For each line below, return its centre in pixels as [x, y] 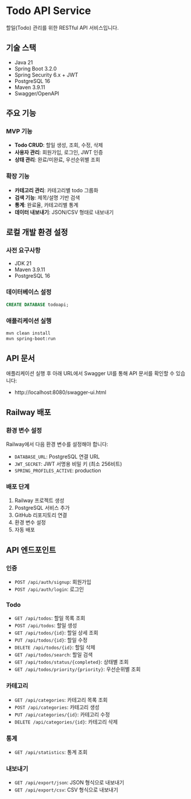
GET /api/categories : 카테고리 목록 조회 [61, 700]
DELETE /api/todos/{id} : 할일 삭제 [55, 648]
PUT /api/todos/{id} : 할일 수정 [51, 640]
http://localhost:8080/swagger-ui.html [60, 392]
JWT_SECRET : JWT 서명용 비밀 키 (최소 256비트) [68, 464]
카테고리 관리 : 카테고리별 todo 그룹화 [56, 190]
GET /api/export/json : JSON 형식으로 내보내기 [69, 783]
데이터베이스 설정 [29, 292]
